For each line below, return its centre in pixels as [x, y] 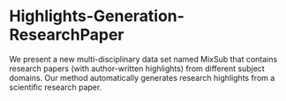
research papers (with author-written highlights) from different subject [137, 69]
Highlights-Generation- [97, 16]
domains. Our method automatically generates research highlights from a [142, 77]
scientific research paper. [56, 87]
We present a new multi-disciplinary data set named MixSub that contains [143, 59]
